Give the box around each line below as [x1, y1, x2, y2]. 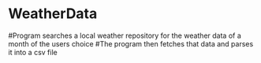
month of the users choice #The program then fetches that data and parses [8, 39, 254, 48]
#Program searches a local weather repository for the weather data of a [8, 31, 242, 40]
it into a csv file [8, 47, 58, 57]
